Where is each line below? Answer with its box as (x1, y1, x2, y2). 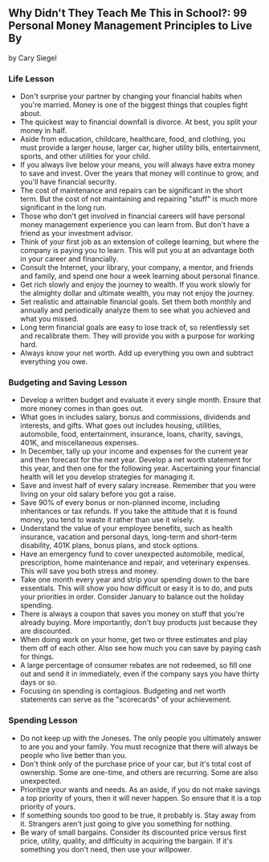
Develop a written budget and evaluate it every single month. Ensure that (19, 395, 261, 405)
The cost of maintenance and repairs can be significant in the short (19, 185, 243, 196)
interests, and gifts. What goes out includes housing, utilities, (19, 421, 222, 430)
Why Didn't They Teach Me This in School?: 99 (8, 6, 247, 20)
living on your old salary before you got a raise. (19, 489, 177, 499)
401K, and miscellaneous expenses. (19, 438, 139, 448)
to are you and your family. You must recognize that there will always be (19, 741, 259, 752)
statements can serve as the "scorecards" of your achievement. (19, 694, 232, 704)
